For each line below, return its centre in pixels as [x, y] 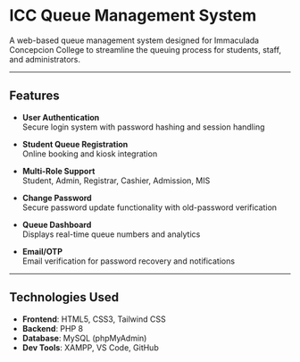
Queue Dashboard [57, 224]
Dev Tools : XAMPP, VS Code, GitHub [90, 347]
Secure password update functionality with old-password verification [150, 207]
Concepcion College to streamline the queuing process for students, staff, [145, 49]
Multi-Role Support [58, 171]
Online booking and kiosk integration [90, 154]
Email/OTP [42, 251]
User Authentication [61, 117]
